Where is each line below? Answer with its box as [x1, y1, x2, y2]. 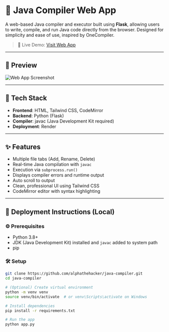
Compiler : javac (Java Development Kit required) [12, 118, 115, 124]
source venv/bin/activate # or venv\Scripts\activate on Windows [5, 294, 147, 299]
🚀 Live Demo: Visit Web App [17, 41, 76, 47]
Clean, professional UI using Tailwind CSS [12, 183, 100, 189]
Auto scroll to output [12, 178, 55, 184]
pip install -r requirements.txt [5, 308, 75, 313]
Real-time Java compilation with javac [12, 161, 92, 168]
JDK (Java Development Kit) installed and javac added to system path [12, 240, 158, 246]
